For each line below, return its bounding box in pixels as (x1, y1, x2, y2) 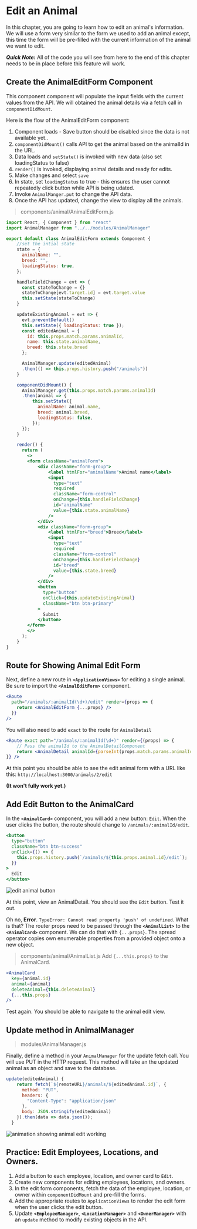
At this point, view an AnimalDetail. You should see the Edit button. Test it (6, 898, 184, 905)
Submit (43, 611, 59, 617)
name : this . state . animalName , (27, 339, 101, 345)
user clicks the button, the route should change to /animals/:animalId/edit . (6, 821, 190, 828)
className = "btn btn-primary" (43, 600, 114, 607)
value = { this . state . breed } (53, 568, 117, 574)
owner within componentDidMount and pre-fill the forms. (14, 1191, 147, 1198)
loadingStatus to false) (14, 159, 69, 166)
